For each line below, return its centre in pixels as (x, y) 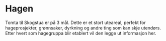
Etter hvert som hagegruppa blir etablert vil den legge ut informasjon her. (81, 33)
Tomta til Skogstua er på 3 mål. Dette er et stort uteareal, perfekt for (75, 22)
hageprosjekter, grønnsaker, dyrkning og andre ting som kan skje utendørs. (83, 27)
